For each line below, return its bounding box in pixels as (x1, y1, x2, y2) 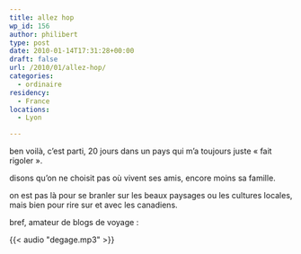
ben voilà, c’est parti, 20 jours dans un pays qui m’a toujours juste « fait (9, 145, 272, 157)
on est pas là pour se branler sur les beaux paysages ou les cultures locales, (9, 190, 293, 201)
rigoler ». (9, 155, 43, 166)
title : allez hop (9, 13, 75, 22)
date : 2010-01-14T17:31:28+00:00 (9, 47, 135, 56)
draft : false (9, 55, 58, 64)
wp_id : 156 (9, 22, 50, 31)
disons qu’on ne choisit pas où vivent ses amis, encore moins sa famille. (9, 172, 276, 184)
